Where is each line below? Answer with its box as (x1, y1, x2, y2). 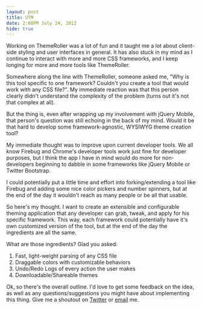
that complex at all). (6, 99, 55, 106)
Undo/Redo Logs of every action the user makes (14, 265, 136, 272)
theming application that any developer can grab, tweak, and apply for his (6, 209, 190, 217)
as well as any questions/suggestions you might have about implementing (6, 290, 190, 297)
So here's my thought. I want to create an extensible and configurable (6, 203, 180, 211)
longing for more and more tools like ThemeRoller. (6, 62, 131, 69)
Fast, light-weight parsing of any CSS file (14, 252, 117, 260)
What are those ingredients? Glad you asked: (6, 241, 118, 248)
